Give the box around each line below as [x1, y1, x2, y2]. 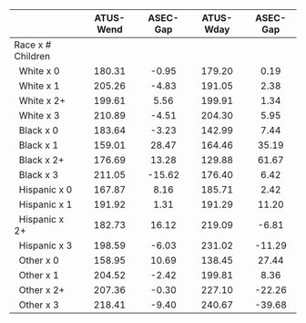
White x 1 [18, 79, 60, 92]
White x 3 [18, 109, 60, 121]
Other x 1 [18, 269, 59, 281]
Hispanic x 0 [18, 183, 73, 195]
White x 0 [18, 65, 60, 77]
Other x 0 [18, 255, 59, 266]
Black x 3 [18, 169, 59, 181]
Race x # [14, 38, 52, 51]
